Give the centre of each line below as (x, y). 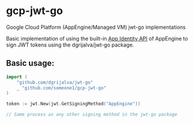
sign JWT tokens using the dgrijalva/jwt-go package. (70, 45)
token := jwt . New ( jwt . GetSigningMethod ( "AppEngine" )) (73, 104)
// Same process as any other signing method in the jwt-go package (92, 115)
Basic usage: (30, 63)
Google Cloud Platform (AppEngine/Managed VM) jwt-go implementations (96, 27)
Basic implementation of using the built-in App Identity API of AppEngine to (97, 38)
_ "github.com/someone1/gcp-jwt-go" (62, 88)
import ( (17, 77)
